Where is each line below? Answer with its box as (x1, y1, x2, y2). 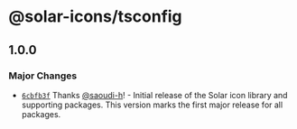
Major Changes (8, 69, 78, 82)
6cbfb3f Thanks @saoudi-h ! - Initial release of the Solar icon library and (21, 89, 288, 100)
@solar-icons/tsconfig (8, 6, 182, 27)
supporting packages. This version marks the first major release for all (21, 99, 283, 110)
